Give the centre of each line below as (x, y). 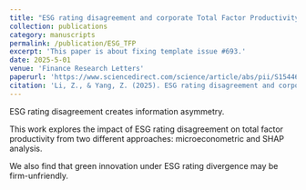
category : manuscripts (52, 35)
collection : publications (58, 26)
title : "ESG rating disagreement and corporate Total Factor (128, 18)
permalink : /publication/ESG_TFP (73, 43)
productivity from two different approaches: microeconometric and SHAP (147, 138)
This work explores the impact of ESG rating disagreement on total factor (147, 129)
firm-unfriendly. (39, 175)
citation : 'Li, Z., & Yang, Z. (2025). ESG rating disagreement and (142, 85)
